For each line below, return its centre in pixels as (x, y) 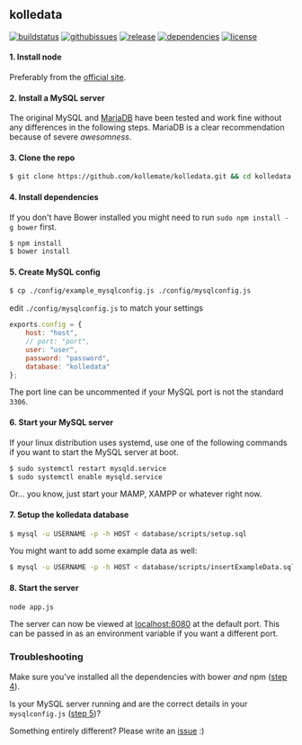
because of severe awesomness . (71, 137)
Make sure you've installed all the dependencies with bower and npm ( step (148, 677)
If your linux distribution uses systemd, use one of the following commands (148, 442)
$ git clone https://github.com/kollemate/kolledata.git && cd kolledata (151, 177)
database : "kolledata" (68, 367)
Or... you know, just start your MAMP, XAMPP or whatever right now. (136, 494)
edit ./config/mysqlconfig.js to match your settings (107, 308)
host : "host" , (52, 333)
